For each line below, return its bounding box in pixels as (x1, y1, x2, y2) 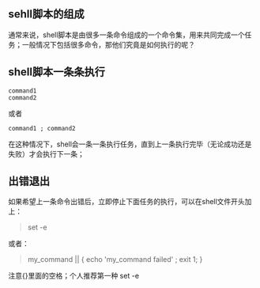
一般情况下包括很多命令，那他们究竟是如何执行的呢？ (21, 40, 195, 49)
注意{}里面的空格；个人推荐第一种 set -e (8, 271, 140, 281)
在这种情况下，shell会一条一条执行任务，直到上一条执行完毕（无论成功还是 (8, 139, 252, 149)
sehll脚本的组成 (8, 7, 85, 21)
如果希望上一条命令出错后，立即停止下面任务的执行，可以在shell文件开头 (8, 197, 245, 207)
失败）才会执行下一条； (8, 149, 85, 158)
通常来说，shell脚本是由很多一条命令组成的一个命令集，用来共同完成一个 (8, 30, 245, 40)
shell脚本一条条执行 (8, 66, 105, 79)
